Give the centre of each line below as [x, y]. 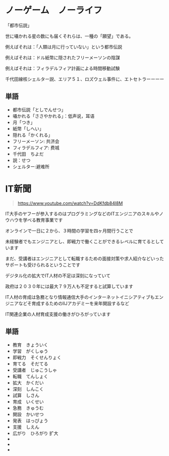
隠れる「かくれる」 [33, 135]
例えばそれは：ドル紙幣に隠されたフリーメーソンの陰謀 [63, 57]
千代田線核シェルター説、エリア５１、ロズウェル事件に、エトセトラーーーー [85, 79]
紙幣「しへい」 [28, 128]
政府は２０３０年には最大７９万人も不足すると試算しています [69, 286]
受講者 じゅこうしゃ [35, 370]
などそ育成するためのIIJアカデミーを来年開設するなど [74, 303]
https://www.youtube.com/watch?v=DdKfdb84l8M [70, 203]
